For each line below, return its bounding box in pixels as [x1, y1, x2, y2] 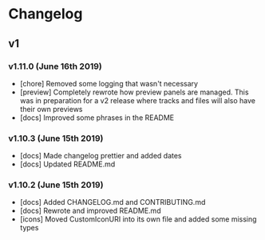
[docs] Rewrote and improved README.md [19, 206, 161, 216]
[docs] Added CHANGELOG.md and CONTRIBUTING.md [19, 198, 206, 207]
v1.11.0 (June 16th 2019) [8, 61, 102, 72]
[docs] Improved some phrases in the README [19, 113, 174, 122]
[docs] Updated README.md [19, 159, 116, 169]
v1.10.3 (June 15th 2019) [8, 133, 104, 144]
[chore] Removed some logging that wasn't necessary [19, 78, 198, 88]
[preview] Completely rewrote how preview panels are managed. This [19, 87, 249, 97]
